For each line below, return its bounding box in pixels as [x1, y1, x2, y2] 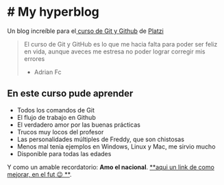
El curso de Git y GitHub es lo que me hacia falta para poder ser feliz [23, 40, 218, 48]
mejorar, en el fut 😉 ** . [7, 170, 72, 178]
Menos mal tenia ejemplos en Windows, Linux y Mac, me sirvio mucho [16, 142, 216, 151]
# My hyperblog [7, 4, 99, 20]
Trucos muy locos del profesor [16, 127, 104, 136]
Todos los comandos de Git [16, 106, 95, 114]
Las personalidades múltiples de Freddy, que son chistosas [16, 135, 185, 143]
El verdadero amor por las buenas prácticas [16, 121, 140, 129]
